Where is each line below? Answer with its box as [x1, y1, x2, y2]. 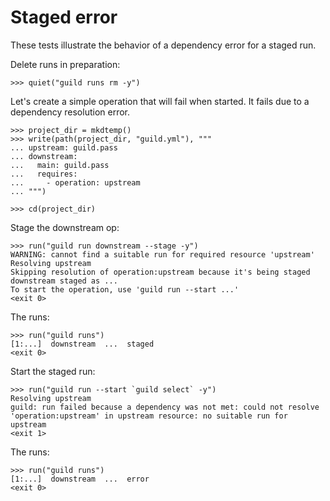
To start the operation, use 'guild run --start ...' [10, 284, 240, 295]
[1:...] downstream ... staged [10, 339, 155, 349]
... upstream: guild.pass [10, 142, 118, 153]
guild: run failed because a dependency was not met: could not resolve [10, 402, 320, 412]
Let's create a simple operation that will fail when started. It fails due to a [10, 95, 310, 107]
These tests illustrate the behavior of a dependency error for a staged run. [10, 39, 317, 51]
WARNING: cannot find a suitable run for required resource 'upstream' [10, 249, 315, 260]
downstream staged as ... [10, 276, 118, 286]
